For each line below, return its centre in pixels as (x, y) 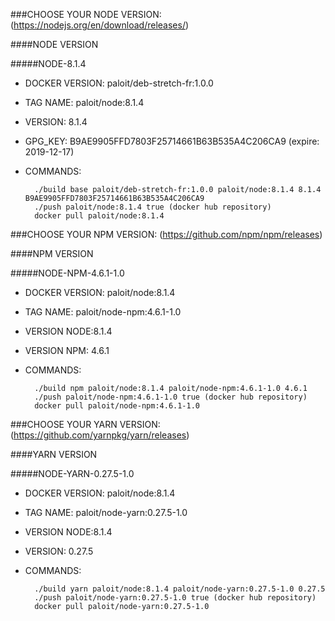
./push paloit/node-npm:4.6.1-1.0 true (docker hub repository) (171, 397)
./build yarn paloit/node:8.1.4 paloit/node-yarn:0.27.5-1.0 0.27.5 (180, 589)
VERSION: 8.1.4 (56, 122)
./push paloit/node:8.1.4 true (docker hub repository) (153, 207)
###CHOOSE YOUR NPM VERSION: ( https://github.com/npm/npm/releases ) (166, 234)
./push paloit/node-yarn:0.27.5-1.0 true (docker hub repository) (175, 598)
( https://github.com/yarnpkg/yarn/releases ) (100, 435)
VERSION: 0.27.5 (59, 551)
